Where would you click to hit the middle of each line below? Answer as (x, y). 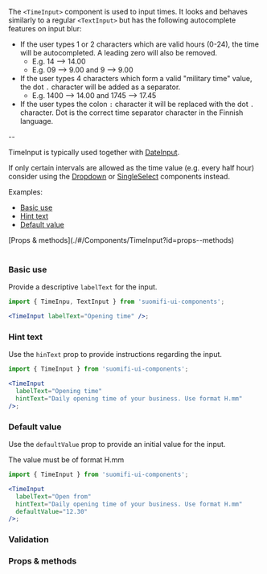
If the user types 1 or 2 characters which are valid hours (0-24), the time (140, 44)
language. (37, 121)
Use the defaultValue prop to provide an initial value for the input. (117, 445)
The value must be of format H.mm (66, 460)
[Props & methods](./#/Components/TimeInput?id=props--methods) (121, 240)
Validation (29, 539)
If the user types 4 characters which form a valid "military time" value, (136, 78)
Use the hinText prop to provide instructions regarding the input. (115, 355)
